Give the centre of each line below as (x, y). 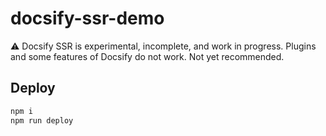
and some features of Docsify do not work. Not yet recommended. (147, 56)
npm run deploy (42, 120)
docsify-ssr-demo (87, 18)
